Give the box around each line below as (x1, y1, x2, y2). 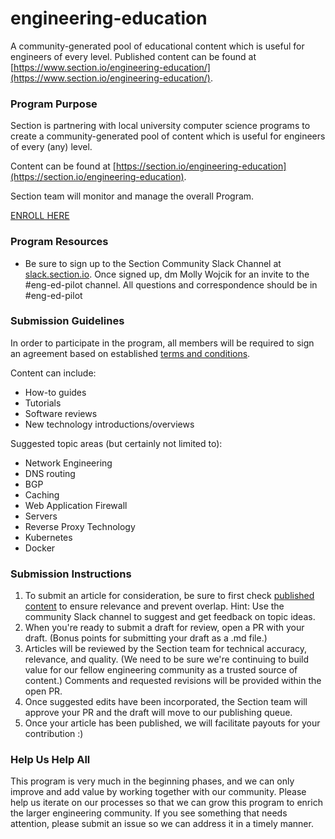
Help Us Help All (10, 753, 91, 767)
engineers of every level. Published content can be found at (10, 50, 257, 62)
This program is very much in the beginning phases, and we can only (10, 775, 295, 787)
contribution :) (24, 728, 84, 740)
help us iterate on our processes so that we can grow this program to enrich (10, 797, 323, 809)
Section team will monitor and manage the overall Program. (10, 190, 255, 202)
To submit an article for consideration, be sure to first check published (24, 590, 315, 602)
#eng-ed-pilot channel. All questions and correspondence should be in (24, 278, 318, 291)
